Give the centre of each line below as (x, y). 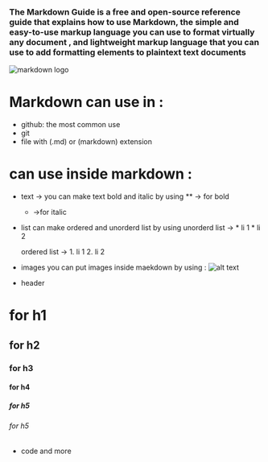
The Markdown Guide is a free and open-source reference (125, 12)
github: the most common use (70, 125)
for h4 (20, 387)
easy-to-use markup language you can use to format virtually (132, 32)
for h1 (28, 316)
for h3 (21, 368)
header (33, 283)
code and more (46, 451)
